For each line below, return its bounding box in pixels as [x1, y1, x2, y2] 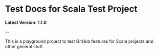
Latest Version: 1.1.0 [5, 19, 47, 25]
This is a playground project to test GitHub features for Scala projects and [5, 38, 154, 44]
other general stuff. [5, 43, 44, 49]
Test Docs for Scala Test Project [5, 3, 138, 15]
